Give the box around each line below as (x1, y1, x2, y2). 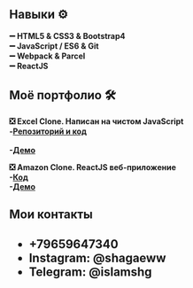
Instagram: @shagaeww (28, 251, 166, 266)
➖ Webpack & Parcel (9, 51, 86, 61)
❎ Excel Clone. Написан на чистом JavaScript (9, 115, 184, 127)
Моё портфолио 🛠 (9, 88, 117, 103)
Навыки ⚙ (9, 7, 69, 22)
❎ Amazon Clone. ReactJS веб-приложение (9, 161, 177, 172)
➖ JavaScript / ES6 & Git (9, 40, 99, 51)
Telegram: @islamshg (28, 265, 152, 280)
